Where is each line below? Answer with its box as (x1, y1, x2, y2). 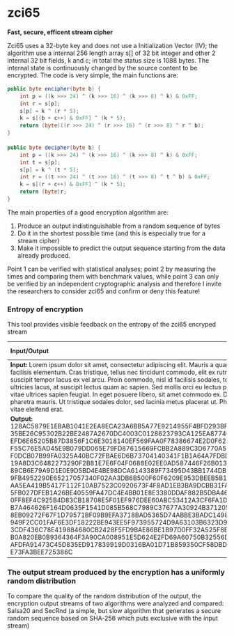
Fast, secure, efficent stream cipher (7, 28, 114, 36)
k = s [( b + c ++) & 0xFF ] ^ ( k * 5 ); (19, 115, 127, 122)
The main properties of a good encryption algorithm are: (7, 208, 169, 217)
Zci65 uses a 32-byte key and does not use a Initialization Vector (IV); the (7, 41, 218, 49)
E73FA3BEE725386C (10, 548, 73, 557)
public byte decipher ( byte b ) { (7, 144, 101, 151)
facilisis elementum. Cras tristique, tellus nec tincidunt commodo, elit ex (10, 368, 216, 376)
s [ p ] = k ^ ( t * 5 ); (19, 166, 79, 173)
